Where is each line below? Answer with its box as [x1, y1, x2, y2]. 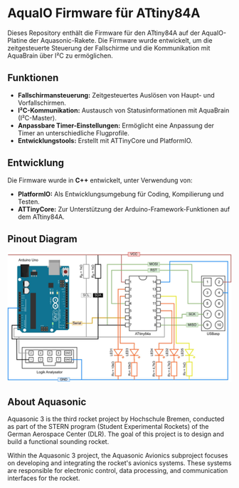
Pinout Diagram [7, 233, 78, 245]
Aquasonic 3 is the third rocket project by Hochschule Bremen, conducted [7, 415, 225, 423]
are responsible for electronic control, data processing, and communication [7, 467, 228, 475]
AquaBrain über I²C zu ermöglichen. [7, 51, 113, 60]
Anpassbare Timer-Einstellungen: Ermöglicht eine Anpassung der [17, 121, 215, 130]
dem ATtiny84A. [17, 212, 65, 221]
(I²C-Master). [17, 113, 57, 122]
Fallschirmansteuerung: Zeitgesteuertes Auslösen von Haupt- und [17, 90, 215, 99]
